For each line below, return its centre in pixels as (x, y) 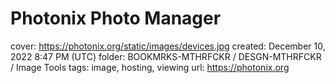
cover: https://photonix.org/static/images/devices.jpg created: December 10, (168, 46)
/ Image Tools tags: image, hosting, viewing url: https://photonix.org (150, 67)
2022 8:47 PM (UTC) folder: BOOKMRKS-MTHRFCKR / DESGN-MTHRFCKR (166, 56)
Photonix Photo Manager (116, 18)
